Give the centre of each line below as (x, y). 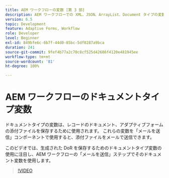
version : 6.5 (19, 19)
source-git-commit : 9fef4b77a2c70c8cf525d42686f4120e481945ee (72, 52)
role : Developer (22, 33)
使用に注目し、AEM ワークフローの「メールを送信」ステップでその (75, 154)
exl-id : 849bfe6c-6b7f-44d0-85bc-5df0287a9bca (55, 43)
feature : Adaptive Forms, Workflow (43, 29)
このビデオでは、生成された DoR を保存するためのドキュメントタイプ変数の (83, 148)
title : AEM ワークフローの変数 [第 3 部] (45, 10)
